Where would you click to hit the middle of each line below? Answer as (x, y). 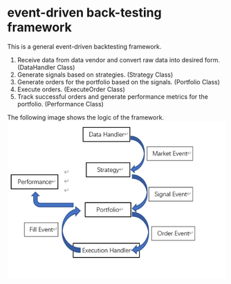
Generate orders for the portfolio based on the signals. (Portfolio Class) (118, 82)
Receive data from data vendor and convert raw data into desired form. (118, 59)
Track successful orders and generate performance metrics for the (113, 96)
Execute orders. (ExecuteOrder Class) (71, 89)
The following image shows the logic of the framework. (86, 117)
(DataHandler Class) (46, 67)
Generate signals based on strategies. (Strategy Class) (95, 75)
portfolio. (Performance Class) (60, 104)
